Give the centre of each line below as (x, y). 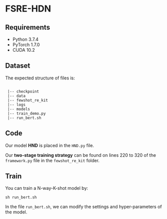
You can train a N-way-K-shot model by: (47, 188)
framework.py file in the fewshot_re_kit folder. (52, 160)
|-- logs (17, 104)
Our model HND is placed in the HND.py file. (50, 145)
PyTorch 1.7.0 (26, 45)
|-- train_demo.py (27, 114)
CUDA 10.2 (24, 50)
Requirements (28, 27)
